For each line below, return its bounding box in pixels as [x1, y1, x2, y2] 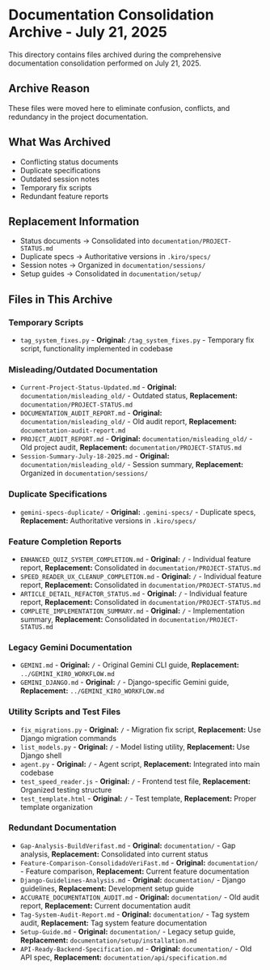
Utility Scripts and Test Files [8, 706, 121, 717]
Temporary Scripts [8, 317, 84, 328]
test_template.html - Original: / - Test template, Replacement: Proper [19, 793, 257, 803]
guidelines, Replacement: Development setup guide [19, 883, 194, 893]
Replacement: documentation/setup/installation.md [19, 935, 197, 945]
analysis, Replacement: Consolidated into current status [19, 849, 209, 859]
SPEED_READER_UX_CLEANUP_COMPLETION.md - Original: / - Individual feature [19, 571, 263, 581]
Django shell [19, 751, 62, 760]
